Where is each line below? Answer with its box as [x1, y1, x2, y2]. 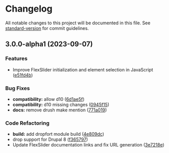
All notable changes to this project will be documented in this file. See [5, 20, 151, 26]
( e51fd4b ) [12, 72, 33, 78]
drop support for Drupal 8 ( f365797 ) [12, 136, 89, 142]
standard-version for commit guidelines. [5, 25, 89, 31]
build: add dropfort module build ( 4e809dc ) [12, 131, 105, 137]
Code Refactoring [5, 120, 50, 127]
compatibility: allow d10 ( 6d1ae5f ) [12, 96, 85, 102]
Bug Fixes [5, 85, 30, 92]
